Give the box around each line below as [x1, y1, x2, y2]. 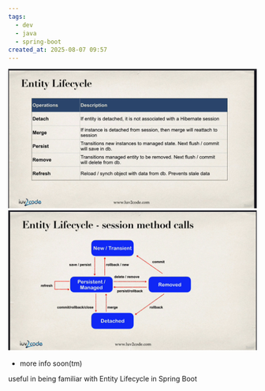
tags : [8, 13, 26, 20]
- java [15, 29, 37, 37]
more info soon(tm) [19, 359, 83, 368]
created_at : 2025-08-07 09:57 [8, 46, 108, 54]
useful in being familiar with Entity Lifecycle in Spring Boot [8, 374, 197, 384]
